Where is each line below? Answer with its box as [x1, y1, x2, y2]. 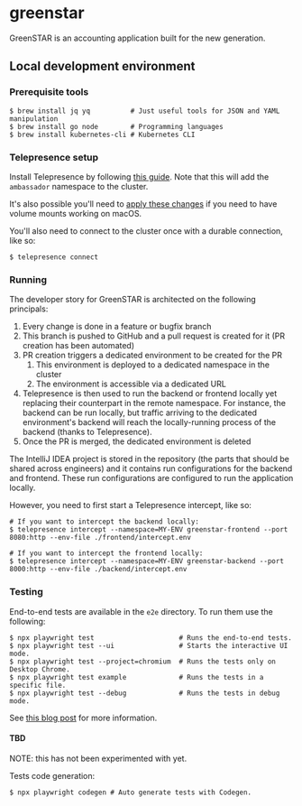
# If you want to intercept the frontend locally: [9, 549, 204, 558]
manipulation [9, 114, 59, 124]
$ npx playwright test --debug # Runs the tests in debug [9, 689, 280, 698]
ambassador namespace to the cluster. [9, 181, 149, 191]
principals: [9, 303, 49, 314]
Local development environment [9, 59, 196, 74]
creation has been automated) [22, 340, 135, 351]
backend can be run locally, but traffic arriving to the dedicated [22, 407, 258, 418]
